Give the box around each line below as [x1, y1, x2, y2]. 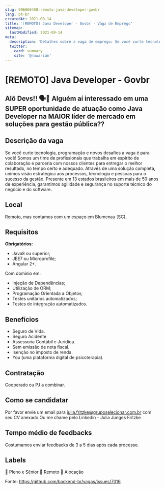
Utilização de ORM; [12, 285, 52, 291]
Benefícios [5, 315, 39, 324]
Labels [5, 456, 26, 464]
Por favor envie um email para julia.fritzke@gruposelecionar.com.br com [5, 409, 152, 415]
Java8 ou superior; [12, 251, 51, 257]
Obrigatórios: [5, 241, 33, 247]
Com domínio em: [5, 270, 41, 276]
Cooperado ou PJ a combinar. [5, 382, 65, 388]
